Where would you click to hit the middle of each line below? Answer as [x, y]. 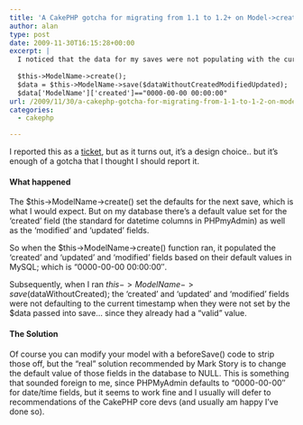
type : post [30, 34]
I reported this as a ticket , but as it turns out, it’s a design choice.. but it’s [144, 152]
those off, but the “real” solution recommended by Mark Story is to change [148, 363]
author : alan [34, 26]
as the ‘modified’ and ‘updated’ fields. [79, 231]
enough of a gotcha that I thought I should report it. [105, 161]
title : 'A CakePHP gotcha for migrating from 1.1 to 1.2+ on [127, 18]
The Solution [34, 333]
